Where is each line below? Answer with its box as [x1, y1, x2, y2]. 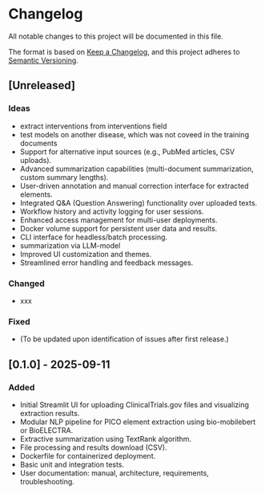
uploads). [19, 155, 52, 165]
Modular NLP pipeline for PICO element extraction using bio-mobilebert [19, 417, 256, 427]
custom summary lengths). [19, 172, 109, 182]
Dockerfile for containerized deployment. [19, 451, 156, 460]
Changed [8, 278, 46, 289]
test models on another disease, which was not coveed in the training [19, 129, 250, 139]
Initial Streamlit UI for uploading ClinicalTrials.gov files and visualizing [19, 399, 250, 410]
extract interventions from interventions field [19, 121, 167, 131]
